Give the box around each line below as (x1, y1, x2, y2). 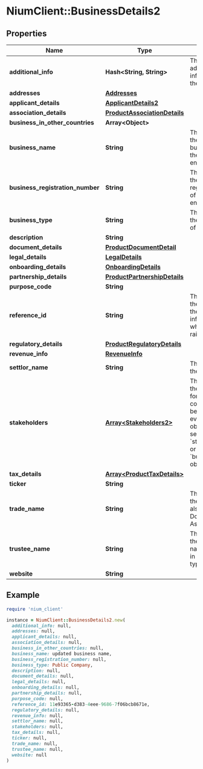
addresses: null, (11, 628, 56, 634)
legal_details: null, (11, 679, 66, 685)
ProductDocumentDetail (105, 243, 176, 251)
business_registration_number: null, (11, 656, 107, 663)
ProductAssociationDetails (105, 109, 184, 117)
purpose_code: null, (11, 695, 63, 702)
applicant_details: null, (11, 634, 77, 640)
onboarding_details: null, (11, 684, 80, 690)
